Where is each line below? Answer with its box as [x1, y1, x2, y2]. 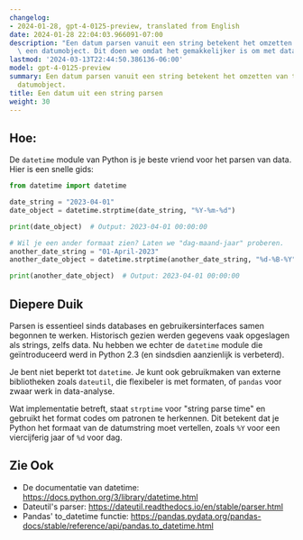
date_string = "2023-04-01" [9, 197, 115, 207]
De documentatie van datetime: [22, 481, 140, 492]
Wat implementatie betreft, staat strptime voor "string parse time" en [9, 403, 266, 414]
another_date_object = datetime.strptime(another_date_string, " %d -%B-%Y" [9, 255, 297, 264]
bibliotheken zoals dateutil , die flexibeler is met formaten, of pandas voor [9, 376, 282, 387]
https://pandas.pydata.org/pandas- [130, 510, 262, 521]
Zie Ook [9, 458, 54, 473]
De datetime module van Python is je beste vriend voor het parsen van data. [9, 154, 292, 165]
